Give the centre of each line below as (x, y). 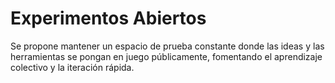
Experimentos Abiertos (108, 18)
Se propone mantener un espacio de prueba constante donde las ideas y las (167, 46)
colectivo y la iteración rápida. (72, 67)
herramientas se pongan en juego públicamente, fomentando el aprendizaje (166, 56)
